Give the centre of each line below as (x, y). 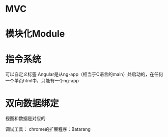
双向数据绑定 (32, 103)
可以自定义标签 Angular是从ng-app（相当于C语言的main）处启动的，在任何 (84, 74)
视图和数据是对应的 (25, 119)
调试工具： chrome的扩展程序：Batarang (48, 129)
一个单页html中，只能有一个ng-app (42, 81)
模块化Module (35, 34)
